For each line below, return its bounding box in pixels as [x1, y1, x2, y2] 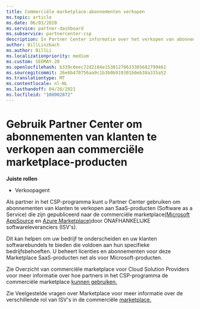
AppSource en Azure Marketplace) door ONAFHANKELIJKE [6, 217, 151, 224]
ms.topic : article [6, 14, 52, 20]
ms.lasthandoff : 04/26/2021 [6, 86, 76, 92]
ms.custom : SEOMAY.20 [6, 58, 60, 64]
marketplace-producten [6, 155, 128, 168]
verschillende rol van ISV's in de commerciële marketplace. [6, 296, 152, 303]
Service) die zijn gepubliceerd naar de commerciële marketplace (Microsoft [6, 211, 190, 218]
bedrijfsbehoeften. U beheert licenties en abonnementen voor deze [6, 248, 171, 255]
